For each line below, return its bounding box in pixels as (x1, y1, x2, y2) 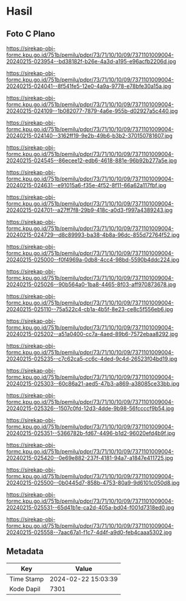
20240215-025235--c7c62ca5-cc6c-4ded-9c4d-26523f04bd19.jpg (6, 355, 177, 362)
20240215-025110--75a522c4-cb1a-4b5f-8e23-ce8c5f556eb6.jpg (6, 306, 173, 312)
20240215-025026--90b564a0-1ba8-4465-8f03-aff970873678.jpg (6, 281, 176, 288)
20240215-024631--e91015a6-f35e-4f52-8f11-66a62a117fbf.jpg (6, 182, 167, 189)
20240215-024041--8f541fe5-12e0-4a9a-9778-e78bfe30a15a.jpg (6, 82, 171, 90)
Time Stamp (9, 575, 44, 583)
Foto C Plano (6, 29, 55, 39)
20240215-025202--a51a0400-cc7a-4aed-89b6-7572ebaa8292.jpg (6, 331, 178, 337)
